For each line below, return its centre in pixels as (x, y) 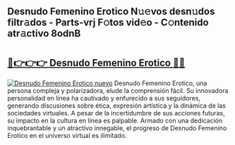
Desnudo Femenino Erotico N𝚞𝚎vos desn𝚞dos (111, 12)
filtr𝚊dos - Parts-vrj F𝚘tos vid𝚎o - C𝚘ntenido (108, 23)
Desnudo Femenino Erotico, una (161, 83)
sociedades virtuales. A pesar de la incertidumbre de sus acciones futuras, (116, 113)
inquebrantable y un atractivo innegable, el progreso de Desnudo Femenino (117, 128)
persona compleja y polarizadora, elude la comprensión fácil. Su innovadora (118, 90)
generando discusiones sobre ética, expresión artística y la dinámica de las (116, 106)
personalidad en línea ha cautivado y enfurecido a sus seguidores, (104, 98)
